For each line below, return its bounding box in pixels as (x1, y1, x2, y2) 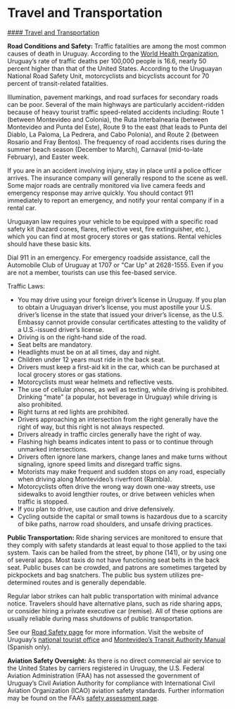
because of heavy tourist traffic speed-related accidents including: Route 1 (7, 108, 224, 116)
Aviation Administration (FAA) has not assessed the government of (7, 671, 201, 679)
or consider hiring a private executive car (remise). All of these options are (7, 606, 223, 615)
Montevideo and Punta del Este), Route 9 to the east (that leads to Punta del (7, 122, 227, 131)
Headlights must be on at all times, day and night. (17, 347, 161, 356)
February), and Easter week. (7, 153, 89, 161)
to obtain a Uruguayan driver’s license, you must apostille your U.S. (17, 302, 212, 311)
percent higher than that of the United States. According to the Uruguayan (7, 64, 222, 72)
